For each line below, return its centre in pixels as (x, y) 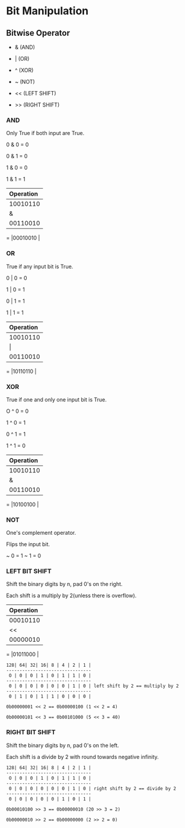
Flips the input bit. (28, 544)
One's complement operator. (41, 533)
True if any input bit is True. (40, 266)
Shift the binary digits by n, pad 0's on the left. (63, 745)
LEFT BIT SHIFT (29, 571)
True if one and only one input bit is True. (56, 399)
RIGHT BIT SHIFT (31, 732)
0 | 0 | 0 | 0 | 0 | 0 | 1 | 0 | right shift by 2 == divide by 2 (92, 788)
